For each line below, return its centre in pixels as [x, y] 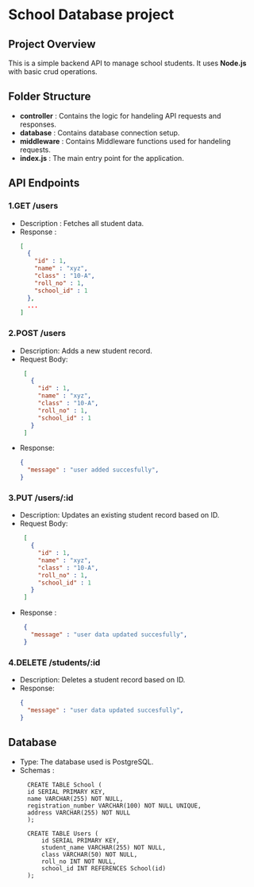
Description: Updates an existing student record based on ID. [119, 515]
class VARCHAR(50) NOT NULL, [89, 854]
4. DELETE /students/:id [54, 662]
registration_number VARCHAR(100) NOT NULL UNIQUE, [114, 806]
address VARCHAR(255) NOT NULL [79, 813]
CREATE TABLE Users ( [63, 834]
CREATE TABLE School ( [65, 785]
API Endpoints [44, 184]
